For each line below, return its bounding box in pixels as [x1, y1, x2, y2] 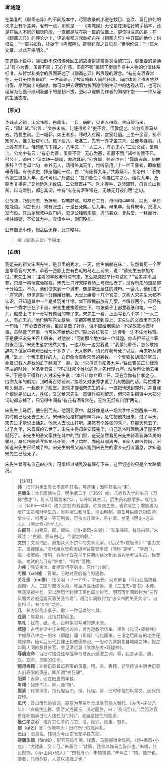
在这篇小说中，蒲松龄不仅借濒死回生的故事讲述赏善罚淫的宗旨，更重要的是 [5, 58, 157, 64]
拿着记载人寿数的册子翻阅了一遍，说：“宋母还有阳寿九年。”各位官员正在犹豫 [5, 360, 159, 366]
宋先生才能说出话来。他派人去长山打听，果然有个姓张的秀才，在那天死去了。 [5, 420, 161, 426]
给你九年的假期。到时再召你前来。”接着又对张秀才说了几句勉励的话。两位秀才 [5, 378, 161, 384]
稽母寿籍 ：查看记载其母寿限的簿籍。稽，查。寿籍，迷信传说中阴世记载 [17, 663, 161, 669]
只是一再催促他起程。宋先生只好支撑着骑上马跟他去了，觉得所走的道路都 [13, 280, 161, 285]
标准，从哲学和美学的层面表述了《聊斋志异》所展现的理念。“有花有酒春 [5, 70, 150, 76]
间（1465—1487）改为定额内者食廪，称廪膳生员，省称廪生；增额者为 [17, 502, 158, 508]
